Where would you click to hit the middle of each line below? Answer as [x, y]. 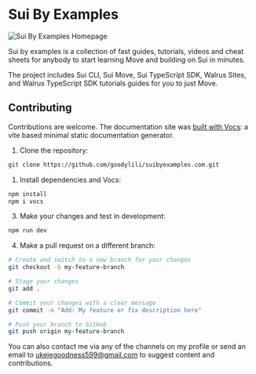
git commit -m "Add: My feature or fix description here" [105, 310]
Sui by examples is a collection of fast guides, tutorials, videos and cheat [126, 51]
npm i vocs [26, 202]
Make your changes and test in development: [93, 216]
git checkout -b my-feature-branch [66, 267]
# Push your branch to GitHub [58, 324]
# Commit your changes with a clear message [82, 303]
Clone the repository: [54, 150]
